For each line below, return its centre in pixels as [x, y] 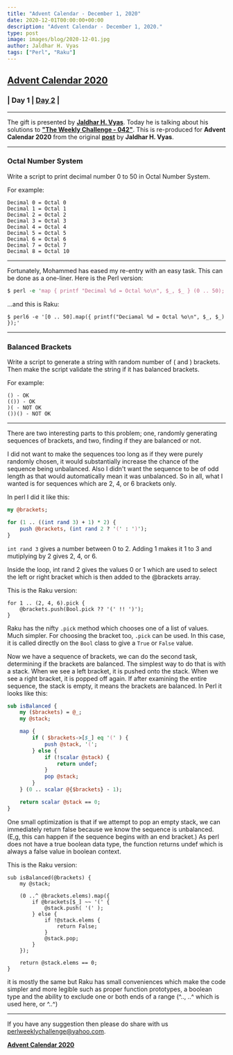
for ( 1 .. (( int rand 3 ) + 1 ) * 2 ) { [62, 522]
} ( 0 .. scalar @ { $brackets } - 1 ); [71, 790]
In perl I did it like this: [38, 497]
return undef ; [77, 764]
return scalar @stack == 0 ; [60, 802]
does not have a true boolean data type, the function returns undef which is [115, 844]
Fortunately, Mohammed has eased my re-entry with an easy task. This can [115, 270]
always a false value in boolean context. [64, 851]
